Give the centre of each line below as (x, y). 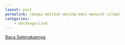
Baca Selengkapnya (25, 37)
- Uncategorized (31, 23)
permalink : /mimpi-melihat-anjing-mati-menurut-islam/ (63, 14)
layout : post (19, 10)
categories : (17, 19)
